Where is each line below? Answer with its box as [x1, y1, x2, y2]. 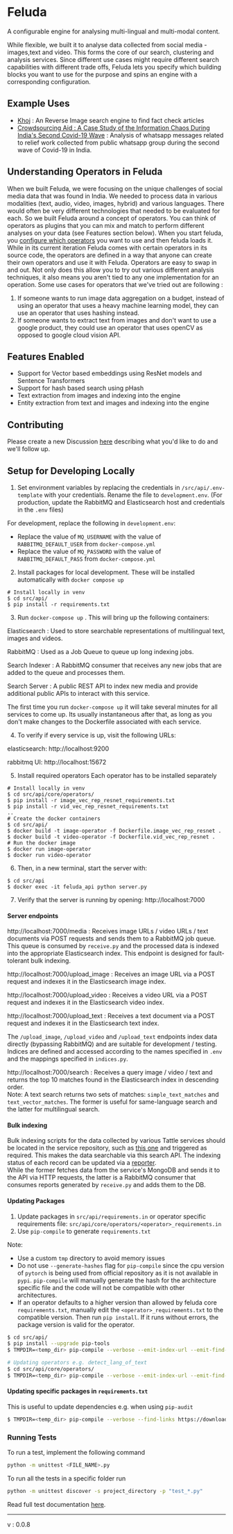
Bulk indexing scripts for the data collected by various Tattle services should [7, 1136, 225, 1145]
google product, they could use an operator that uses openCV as [17, 323, 203, 332]
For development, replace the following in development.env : [7, 519, 175, 527]
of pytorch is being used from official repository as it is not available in [17, 1268, 218, 1277]
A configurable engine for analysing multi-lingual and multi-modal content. [7, 27, 221, 35]
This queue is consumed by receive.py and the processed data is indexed [7, 942, 220, 950]
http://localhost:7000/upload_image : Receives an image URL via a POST [7, 970, 216, 979]
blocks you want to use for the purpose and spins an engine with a [7, 70, 198, 79]
